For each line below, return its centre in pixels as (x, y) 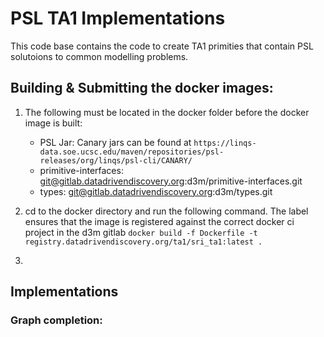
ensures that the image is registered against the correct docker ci (159, 221)
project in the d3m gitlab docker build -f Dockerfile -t (141, 232)
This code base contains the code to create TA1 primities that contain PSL (162, 46)
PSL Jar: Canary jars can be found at (115, 142)
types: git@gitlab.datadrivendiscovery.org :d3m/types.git (156, 191)
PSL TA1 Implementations (118, 18)
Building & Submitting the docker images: (142, 88)
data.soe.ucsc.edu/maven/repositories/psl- (132, 152)
